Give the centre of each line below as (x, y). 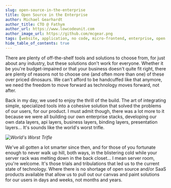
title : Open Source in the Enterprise (46, 15)
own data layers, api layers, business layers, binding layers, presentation (81, 122)
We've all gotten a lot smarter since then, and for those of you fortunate (80, 147)
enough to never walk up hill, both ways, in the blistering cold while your (81, 152)
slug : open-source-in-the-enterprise (45, 10)
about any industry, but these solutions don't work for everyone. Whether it (84, 63)
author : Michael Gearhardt (34, 19)
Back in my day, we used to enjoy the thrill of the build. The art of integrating (86, 100)
